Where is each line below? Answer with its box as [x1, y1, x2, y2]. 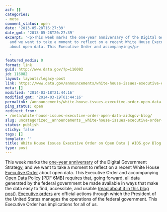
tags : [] [5, 132, 23, 137]
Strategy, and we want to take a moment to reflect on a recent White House [5, 164, 160, 170]
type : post [5, 145, 28, 150]
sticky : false [5, 127, 35, 132]
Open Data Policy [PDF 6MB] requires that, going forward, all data [5, 175, 140, 181]
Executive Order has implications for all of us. [5, 202, 98, 207]
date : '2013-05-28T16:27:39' [5, 26, 66, 31]
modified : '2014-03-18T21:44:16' [5, 90, 75, 95]
